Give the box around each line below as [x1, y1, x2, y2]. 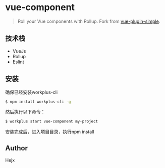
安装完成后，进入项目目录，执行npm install [5, 129, 94, 135]
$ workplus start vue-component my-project [5, 119, 98, 124]
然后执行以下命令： [5, 109, 45, 115]
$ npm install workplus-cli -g [5, 99, 71, 104]
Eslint [12, 59, 24, 65]
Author [5, 144, 28, 152]
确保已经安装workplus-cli [5, 89, 58, 95]
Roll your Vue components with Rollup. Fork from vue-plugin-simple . [17, 18, 160, 24]
